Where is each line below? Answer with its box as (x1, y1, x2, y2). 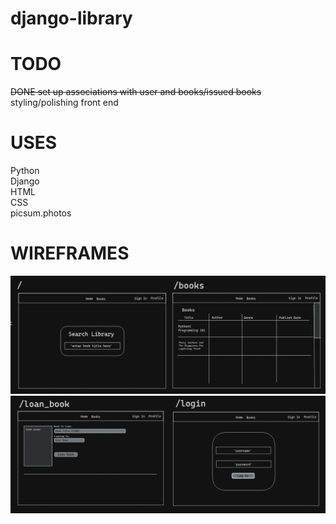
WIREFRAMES (10, 242, 130, 265)
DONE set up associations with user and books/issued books (10, 86, 262, 98)
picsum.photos (10, 207, 72, 219)
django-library (10, 7, 133, 30)
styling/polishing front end (10, 97, 119, 109)
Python (10, 165, 40, 177)
